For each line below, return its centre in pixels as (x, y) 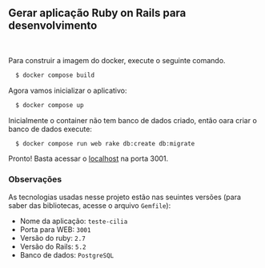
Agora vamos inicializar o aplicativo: (68, 90)
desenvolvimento (53, 26)
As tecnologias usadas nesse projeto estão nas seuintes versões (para (125, 197)
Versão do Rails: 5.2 (53, 246)
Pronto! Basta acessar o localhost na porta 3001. (88, 158)
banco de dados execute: (50, 129)
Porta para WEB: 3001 (55, 229)
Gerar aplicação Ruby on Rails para (97, 13)
